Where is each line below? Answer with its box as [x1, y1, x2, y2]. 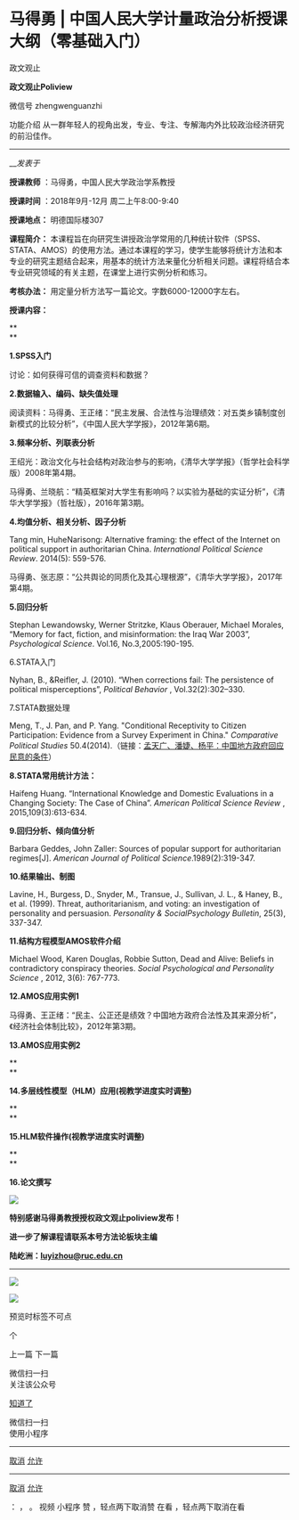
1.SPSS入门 [9, 350, 52, 361]
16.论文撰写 [9, 1176, 52, 1187]
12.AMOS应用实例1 [9, 991, 80, 1001]
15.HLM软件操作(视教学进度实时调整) [9, 1131, 145, 1141]
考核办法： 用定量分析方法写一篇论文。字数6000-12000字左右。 [9, 285, 245, 296]
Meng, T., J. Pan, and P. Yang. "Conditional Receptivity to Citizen [9, 720, 247, 731]
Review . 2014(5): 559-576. [9, 552, 107, 563]
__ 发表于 [9, 158, 40, 168]
